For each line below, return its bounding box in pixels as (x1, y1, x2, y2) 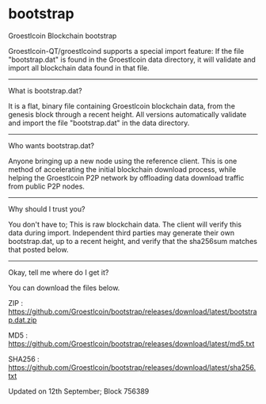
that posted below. (8, 245, 69, 254)
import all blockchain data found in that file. (8, 63, 150, 72)
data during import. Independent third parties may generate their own (8, 227, 235, 238)
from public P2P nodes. (8, 181, 85, 191)
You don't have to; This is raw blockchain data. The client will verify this (8, 219, 242, 229)
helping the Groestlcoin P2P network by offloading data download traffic (8, 173, 245, 182)
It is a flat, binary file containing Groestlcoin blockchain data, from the (8, 101, 236, 111)
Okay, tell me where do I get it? (8, 267, 109, 277)
